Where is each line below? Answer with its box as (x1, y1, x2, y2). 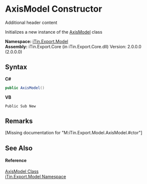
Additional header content (5, 20, 58, 25)
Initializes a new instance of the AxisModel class (5, 29, 103, 35)
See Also (5, 144, 33, 152)
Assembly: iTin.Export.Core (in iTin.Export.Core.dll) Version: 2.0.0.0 (5, 43, 142, 49)
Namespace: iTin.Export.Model (5, 38, 68, 44)
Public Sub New (5, 103, 36, 108)
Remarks (5, 117, 33, 125)
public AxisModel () (5, 85, 45, 90)
